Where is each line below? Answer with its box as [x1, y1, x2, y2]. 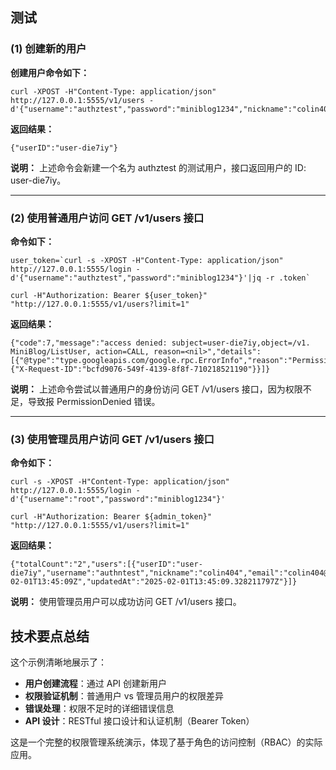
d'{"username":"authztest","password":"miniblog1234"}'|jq [10, 273, 262, 283]
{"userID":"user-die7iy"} [10, 143, 118, 153]
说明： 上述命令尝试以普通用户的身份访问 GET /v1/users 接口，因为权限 [10, 383, 303, 395]
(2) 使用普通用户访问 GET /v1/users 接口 [10, 211, 205, 225]
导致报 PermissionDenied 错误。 [27, 395, 161, 407]
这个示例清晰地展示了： [10, 656, 107, 668]
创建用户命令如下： [10, 66, 90, 78]
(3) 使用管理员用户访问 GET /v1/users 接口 [10, 432, 215, 446]
